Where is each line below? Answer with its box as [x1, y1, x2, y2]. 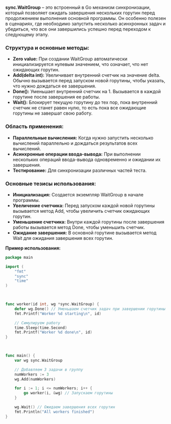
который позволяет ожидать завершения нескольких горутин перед [5, 10, 155, 16]
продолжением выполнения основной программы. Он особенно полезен [5, 15, 166, 21]
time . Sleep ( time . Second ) [14, 325, 67, 330]
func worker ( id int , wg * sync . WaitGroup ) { [5, 302, 100, 307]
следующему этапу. [5, 32, 49, 37]
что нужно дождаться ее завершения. [12, 83, 96, 89]
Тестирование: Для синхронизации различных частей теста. [12, 167, 147, 173]
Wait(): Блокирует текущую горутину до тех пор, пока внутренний [12, 99, 158, 105]
